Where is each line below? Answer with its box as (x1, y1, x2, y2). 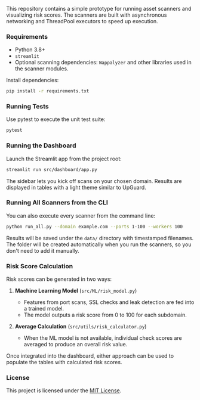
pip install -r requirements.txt (6, 88, 90, 94)
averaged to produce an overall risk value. (23, 340, 128, 348)
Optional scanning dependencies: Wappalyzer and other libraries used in (14, 59, 192, 66)
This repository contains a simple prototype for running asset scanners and (6, 5, 192, 12)
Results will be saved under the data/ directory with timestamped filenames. (6, 234, 194, 241)
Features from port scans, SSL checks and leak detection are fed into (23, 298, 195, 306)
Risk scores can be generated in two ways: (6, 275, 112, 283)
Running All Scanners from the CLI (6, 199, 109, 207)
